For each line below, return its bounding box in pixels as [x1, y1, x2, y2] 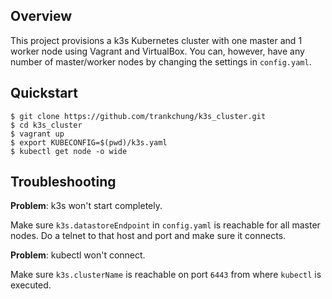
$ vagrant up [10, 129, 65, 139]
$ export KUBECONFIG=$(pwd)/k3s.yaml [10, 137, 168, 148]
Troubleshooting [10, 174, 117, 191]
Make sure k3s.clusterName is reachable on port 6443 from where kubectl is [10, 269, 322, 281]
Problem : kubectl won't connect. [10, 249, 146, 261]
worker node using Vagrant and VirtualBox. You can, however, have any [10, 45, 305, 57]
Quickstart [10, 85, 79, 102]
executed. [10, 279, 52, 291]
